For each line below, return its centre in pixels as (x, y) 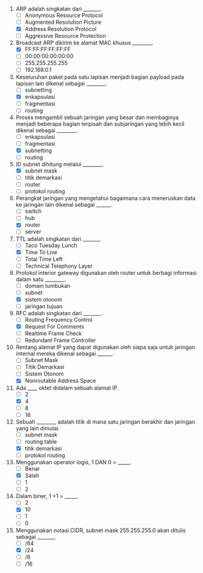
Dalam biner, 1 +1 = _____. (47, 496)
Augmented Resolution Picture (63, 22)
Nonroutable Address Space (60, 381)
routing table (41, 441)
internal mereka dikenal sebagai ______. (65, 354)
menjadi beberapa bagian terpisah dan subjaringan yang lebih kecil (100, 124)
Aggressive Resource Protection (65, 36)
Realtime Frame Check (53, 333)
